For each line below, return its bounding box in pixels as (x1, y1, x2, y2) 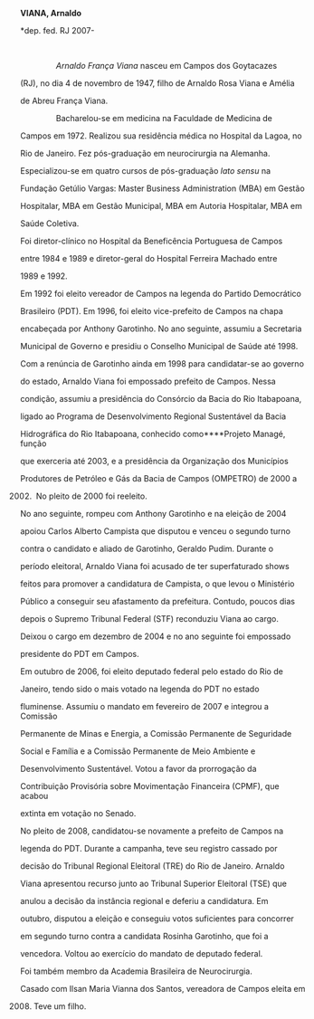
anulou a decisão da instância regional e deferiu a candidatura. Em (20, 896, 269, 906)
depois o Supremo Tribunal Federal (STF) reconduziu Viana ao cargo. (20, 614, 280, 624)
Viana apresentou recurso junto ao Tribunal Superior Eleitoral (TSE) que (20, 878, 287, 889)
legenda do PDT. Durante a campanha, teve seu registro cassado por (20, 843, 278, 853)
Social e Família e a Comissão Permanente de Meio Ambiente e (20, 746, 256, 757)
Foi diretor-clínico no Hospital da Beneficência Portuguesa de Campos (20, 235, 283, 246)
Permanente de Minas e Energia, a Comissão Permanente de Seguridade (20, 729, 292, 738)
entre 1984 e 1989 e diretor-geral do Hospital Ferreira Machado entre (20, 253, 278, 263)
